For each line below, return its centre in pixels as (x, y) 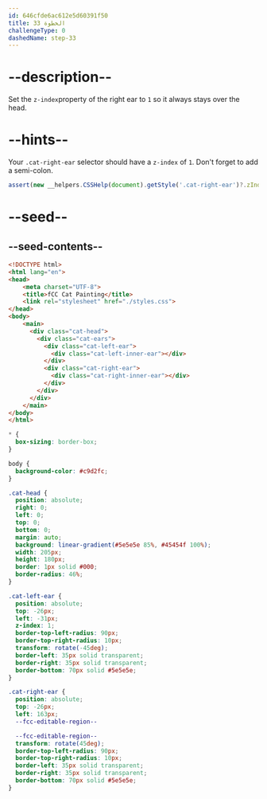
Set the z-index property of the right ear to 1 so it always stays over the (124, 100)
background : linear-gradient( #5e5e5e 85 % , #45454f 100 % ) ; (114, 545)
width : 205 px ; (39, 552)
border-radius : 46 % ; (49, 574)
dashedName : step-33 (43, 38)
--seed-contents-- (56, 247)
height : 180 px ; (41, 560)
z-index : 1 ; (35, 626)
